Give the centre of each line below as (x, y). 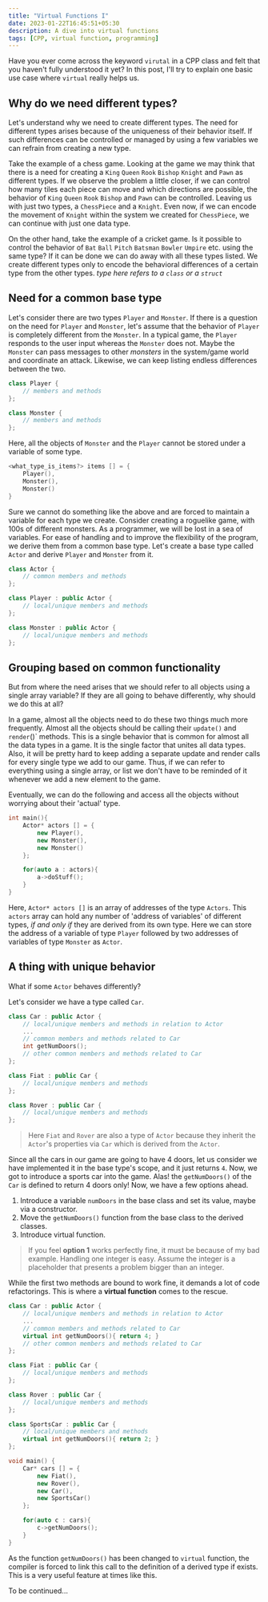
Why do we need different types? (93, 103)
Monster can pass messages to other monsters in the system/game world (129, 352)
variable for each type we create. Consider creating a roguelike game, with (132, 520)
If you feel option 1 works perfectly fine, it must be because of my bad (144, 1250)
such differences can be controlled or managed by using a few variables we (133, 140)
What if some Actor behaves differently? (75, 986)
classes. (34, 1226)
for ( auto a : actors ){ (60, 870)
